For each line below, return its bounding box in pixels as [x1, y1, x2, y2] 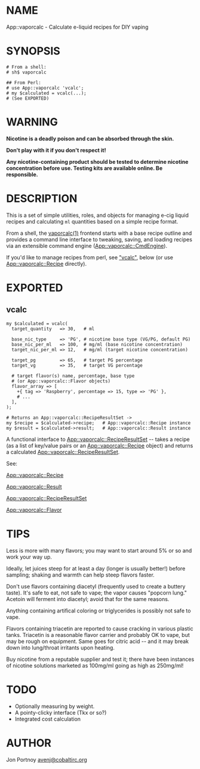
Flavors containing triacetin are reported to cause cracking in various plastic [6, 625, 194, 632]
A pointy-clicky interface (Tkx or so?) [14, 709, 107, 716]
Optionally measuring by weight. [14, 703, 95, 710]
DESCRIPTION [6, 192, 78, 205]
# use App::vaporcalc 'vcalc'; [6, 85, 84, 91]
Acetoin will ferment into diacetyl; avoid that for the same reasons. [6, 595, 170, 602]
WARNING [6, 115, 58, 129]
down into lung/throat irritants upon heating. [6, 644, 115, 651]
